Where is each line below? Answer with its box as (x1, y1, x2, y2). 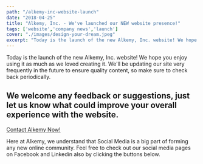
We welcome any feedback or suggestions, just (6, 91, 190, 101)
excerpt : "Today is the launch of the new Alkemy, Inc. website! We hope (6, 37, 198, 43)
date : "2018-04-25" (6, 15, 56, 21)
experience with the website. (6, 110, 119, 120)
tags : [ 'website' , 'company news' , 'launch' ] (6, 26, 119, 32)
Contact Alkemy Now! (6, 126, 61, 133)
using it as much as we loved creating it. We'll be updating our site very (6, 60, 185, 67)
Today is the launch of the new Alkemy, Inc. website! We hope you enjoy (6, 54, 187, 61)
